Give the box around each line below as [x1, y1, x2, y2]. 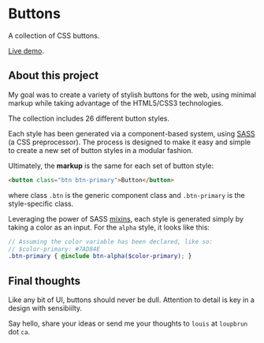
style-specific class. [8, 199, 74, 208]
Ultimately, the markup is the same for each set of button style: [8, 161, 214, 170]
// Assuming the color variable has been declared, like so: [8, 237, 214, 245]
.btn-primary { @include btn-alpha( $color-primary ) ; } [8, 252, 192, 260]
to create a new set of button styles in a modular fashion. [8, 145, 193, 155]
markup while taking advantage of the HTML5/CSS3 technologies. [8, 98, 224, 107]
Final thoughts [8, 274, 81, 288]
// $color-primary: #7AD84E [8, 245, 101, 253]
